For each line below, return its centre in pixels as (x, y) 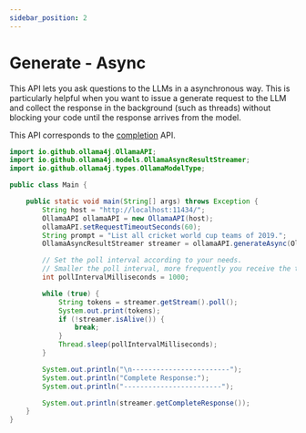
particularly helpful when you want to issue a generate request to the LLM (148, 98)
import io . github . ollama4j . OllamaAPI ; (83, 151)
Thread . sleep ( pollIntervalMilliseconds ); (138, 345)
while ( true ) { (71, 294)
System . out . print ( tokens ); (109, 311)
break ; (87, 328)
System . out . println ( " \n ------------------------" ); (143, 369)
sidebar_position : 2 (49, 18)
